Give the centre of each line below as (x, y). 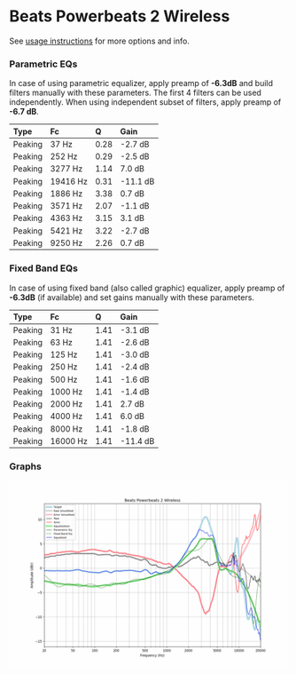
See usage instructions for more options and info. (100, 41)
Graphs (25, 466)
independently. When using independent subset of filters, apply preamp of (145, 102)
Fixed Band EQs (43, 268)
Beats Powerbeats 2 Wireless (120, 16)
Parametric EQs (43, 64)
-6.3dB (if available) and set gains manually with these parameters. (132, 297)
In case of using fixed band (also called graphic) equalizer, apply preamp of (147, 288)
